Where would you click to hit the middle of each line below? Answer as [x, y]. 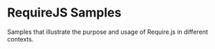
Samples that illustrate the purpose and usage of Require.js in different [108, 32]
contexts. [20, 39]
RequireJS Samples [64, 13]
